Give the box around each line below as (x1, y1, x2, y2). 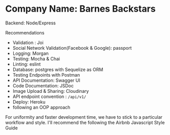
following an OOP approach (12, 104, 71, 110)
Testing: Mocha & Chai (12, 55, 60, 61)
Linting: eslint (12, 61, 41, 67)
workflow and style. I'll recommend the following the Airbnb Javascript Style (5, 119, 165, 125)
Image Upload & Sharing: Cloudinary (12, 88, 89, 94)
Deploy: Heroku (12, 98, 46, 105)
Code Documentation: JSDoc (12, 82, 74, 89)
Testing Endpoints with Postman (12, 72, 80, 78)
